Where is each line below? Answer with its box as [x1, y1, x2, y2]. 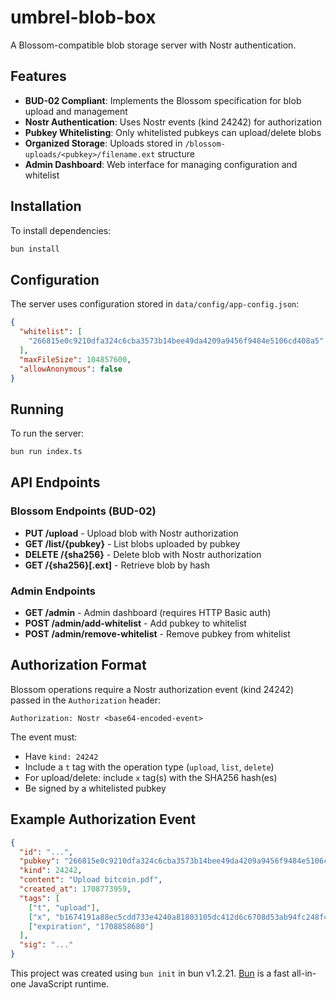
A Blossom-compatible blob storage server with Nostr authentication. [10, 39, 297, 51]
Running [10, 401, 65, 418]
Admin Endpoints [10, 584, 97, 598]
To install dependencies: [10, 224, 112, 236]
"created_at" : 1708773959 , [19, 884, 132, 895]
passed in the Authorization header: [10, 694, 162, 706]
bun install [10, 244, 60, 254]
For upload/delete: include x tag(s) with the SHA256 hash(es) [24, 771, 278, 783]
